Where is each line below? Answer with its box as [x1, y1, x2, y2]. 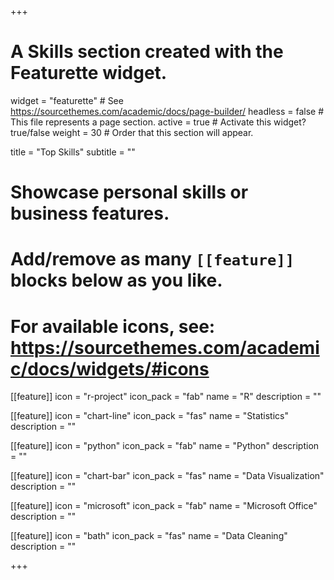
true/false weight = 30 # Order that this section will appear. [10, 126, 254, 138]
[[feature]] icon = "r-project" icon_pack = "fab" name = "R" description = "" [10, 391, 322, 403]
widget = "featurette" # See [10, 94, 124, 106]
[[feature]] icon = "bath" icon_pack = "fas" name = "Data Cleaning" [10, 530, 288, 542]
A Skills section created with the [10, 41, 284, 63]
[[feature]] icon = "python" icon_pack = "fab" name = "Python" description [10, 440, 320, 452]
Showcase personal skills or [10, 181, 249, 204]
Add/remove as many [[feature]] [10, 248, 295, 271]
